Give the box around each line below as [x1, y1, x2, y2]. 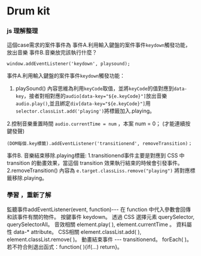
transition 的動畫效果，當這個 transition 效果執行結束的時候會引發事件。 [7, 159, 183, 167]
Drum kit [7, 4, 50, 18]
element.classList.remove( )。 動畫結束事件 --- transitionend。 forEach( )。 [7, 236, 192, 243]
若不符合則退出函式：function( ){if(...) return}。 [7, 243, 123, 250]
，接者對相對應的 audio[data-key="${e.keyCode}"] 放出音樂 [23, 92, 167, 100]
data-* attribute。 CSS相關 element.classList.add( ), [13, 228, 142, 235]
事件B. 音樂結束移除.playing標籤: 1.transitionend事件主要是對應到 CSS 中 [7, 152, 185, 159]
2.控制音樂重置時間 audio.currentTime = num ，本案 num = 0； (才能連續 [7, 120, 185, 127]
